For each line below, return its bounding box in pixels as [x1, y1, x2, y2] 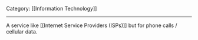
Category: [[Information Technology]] [6, 5, 97, 12]
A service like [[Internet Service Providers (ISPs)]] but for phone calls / [6, 22, 178, 29]
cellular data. [6, 28, 38, 35]
